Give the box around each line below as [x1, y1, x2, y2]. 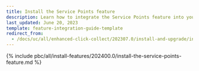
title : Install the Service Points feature [6, 8, 115, 15]
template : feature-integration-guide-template [6, 25, 123, 31]
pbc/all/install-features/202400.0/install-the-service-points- [34, 53, 182, 59]
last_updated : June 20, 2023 [6, 20, 78, 25]
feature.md [6, 59, 33, 66]
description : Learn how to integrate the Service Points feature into [6, 14, 184, 20]
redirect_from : [6, 31, 44, 37]
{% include [6, 53, 33, 59]
